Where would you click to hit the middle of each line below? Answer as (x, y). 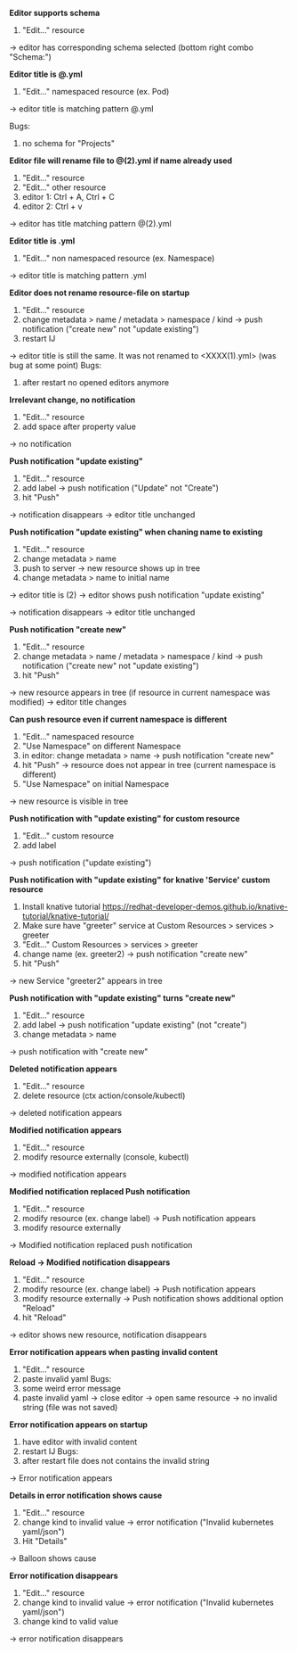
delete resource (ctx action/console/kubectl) (104, 1095)
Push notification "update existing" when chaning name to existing (136, 532)
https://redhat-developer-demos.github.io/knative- (195, 906)
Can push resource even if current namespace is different (118, 719)
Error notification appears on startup (79, 1425)
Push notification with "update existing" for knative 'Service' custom (140, 880)
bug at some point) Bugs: (56, 365)
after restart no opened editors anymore (96, 382)
